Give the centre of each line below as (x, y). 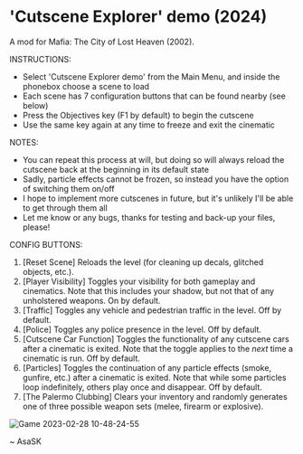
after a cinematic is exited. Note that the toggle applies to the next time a (158, 348)
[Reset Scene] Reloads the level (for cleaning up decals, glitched (143, 262)
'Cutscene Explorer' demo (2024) (138, 17)
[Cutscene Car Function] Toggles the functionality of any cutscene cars (156, 339)
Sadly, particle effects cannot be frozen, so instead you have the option (156, 179)
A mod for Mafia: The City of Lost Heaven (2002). (102, 42)
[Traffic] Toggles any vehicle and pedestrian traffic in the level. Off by (152, 310)
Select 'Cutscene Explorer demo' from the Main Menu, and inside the (151, 76)
